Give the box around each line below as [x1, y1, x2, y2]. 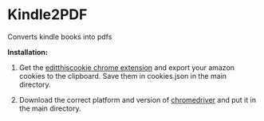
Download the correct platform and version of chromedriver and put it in [18, 95, 257, 104]
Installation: [7, 47, 49, 57]
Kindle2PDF [7, 6, 88, 24]
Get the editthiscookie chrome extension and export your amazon [18, 62, 235, 72]
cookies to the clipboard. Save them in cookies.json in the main [18, 71, 227, 80]
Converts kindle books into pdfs [7, 32, 112, 41]
